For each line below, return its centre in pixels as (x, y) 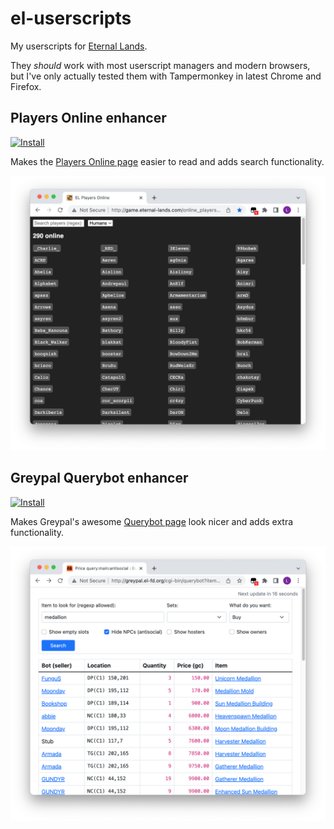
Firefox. (26, 86)
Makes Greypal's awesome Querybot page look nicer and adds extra (152, 521)
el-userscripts (71, 18)
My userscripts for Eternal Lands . (79, 46)
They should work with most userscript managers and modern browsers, (160, 65)
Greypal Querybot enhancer (99, 478)
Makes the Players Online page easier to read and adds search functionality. (167, 161)
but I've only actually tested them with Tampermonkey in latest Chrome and (166, 76)
